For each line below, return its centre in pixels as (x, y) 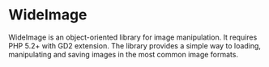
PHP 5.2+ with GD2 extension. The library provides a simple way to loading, (135, 45)
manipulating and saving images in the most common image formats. (124, 54)
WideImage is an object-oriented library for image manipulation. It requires (133, 37)
